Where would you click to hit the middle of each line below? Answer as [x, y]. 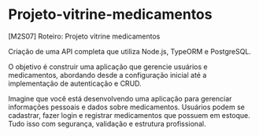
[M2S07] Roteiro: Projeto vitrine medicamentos [84, 36]
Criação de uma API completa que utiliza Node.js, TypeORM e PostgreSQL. [130, 51]
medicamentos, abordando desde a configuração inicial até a [107, 75]
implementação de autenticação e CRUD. [75, 83]
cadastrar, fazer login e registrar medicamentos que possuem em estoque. [129, 115]
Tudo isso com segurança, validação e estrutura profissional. [107, 123]
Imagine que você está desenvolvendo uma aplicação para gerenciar [120, 98]
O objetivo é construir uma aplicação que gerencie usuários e [108, 66]
